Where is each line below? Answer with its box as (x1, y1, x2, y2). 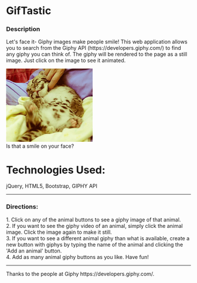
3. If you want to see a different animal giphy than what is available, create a (6, 234, 190, 241)
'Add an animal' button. (6, 247, 62, 254)
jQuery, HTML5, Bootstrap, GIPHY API (6, 183, 98, 190)
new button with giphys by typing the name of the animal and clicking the (6, 241, 184, 248)
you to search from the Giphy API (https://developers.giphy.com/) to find (6, 45, 182, 52)
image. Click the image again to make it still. (6, 229, 113, 236)
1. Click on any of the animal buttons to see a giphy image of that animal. (6, 216, 181, 223)
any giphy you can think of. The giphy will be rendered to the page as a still (6, 51, 188, 58)
